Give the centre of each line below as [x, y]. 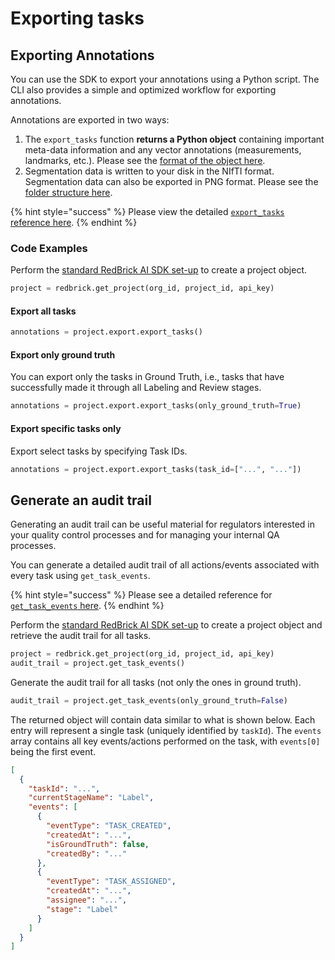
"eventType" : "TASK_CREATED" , [109, 826]
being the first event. [53, 751]
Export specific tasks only [66, 428]
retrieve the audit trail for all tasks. [81, 636]
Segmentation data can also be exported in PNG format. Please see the [171, 181]
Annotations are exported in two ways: [90, 120]
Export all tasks [43, 311]
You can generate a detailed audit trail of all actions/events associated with [165, 565]
